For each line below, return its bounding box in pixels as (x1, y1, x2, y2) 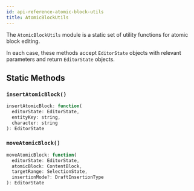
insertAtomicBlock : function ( (6, 103, 83, 109)
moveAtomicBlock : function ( (6, 152, 77, 158)
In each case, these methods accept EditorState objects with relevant (6, 49, 181, 56)
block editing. (6, 37, 40, 45)
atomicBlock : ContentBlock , (11, 163, 83, 169)
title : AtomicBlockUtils (6, 14, 69, 20)
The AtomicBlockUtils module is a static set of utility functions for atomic (6, 31, 189, 38)
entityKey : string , (11, 114, 61, 121)
